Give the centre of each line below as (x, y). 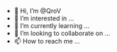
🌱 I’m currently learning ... (52, 26)
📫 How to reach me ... (47, 41)
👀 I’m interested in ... (44, 18)
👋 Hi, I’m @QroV (38, 11)
